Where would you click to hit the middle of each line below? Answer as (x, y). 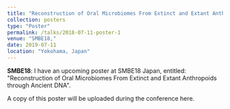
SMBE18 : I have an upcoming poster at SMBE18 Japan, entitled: (97, 71)
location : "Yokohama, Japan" (49, 52)
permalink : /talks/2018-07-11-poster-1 (64, 32)
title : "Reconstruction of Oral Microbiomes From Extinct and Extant (108, 13)
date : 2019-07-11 (32, 45)
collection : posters (37, 20)
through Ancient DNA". (39, 85)
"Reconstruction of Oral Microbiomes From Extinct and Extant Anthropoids (112, 78)
